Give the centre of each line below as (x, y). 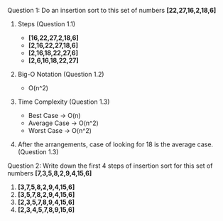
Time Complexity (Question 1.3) (64, 102)
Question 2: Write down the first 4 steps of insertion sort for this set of (110, 166)
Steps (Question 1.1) (47, 24)
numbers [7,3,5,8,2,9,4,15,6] (50, 173)
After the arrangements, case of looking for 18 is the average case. (115, 144)
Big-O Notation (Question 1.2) (61, 74)
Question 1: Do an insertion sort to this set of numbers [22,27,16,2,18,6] (112, 10)
